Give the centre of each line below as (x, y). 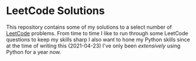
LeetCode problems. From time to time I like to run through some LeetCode (97, 33)
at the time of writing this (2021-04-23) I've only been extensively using (93, 46)
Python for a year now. (34, 52)
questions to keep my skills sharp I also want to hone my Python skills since (98, 39)
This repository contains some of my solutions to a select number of (89, 27)
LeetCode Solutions (55, 11)
